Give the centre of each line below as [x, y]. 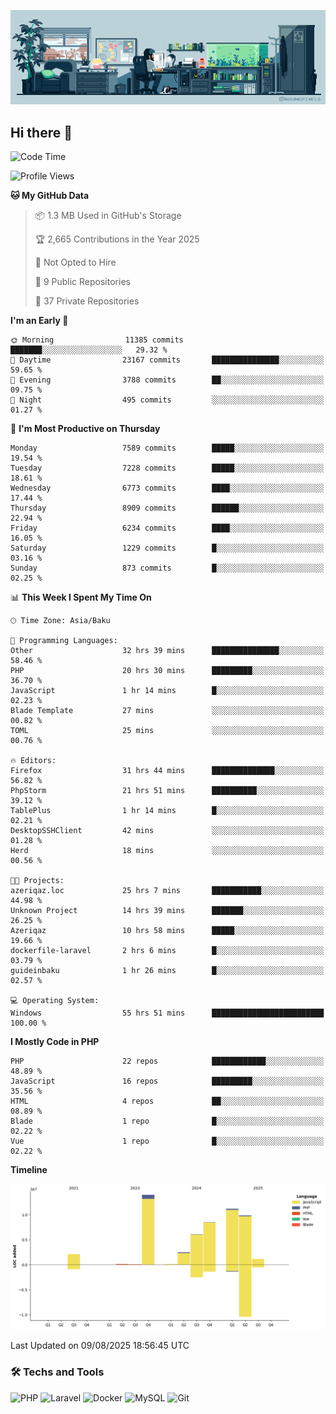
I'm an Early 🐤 [39, 320]
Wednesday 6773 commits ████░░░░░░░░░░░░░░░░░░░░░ [167, 488]
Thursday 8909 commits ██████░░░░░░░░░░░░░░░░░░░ [167, 508]
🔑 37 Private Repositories [87, 301]
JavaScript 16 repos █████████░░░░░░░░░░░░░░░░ [167, 1081]
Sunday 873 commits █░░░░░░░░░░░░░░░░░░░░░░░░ [167, 568]
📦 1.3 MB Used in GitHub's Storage [108, 215]
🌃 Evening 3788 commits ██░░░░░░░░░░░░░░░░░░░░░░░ [167, 380]
